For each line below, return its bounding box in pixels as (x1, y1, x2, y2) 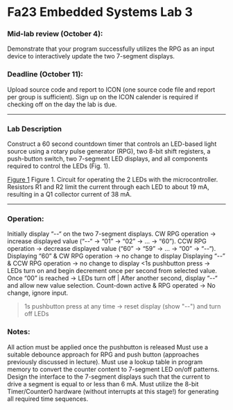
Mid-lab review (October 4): (7, 29, 103, 39)
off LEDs (24, 310, 49, 318)
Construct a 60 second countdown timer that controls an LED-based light (7, 140, 217, 148)
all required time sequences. (7, 394, 89, 403)
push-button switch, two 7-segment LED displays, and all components (7, 154, 208, 163)
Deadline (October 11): (7, 69, 83, 79)
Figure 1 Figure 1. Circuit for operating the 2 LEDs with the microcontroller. (7, 175, 218, 184)
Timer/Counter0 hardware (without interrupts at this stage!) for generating (7, 387, 219, 395)
